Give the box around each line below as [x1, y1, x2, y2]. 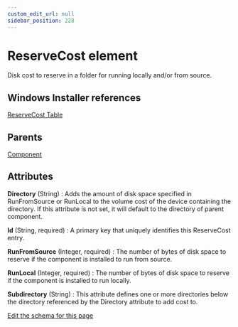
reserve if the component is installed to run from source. [7, 254, 173, 263]
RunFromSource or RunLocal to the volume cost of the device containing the [7, 197, 232, 205]
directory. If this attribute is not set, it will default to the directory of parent [7, 204, 224, 213]
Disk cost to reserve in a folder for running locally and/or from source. [7, 71, 212, 80]
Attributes [7, 171, 53, 183]
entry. [7, 233, 25, 242]
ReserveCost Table [7, 111, 63, 119]
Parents [7, 131, 43, 143]
